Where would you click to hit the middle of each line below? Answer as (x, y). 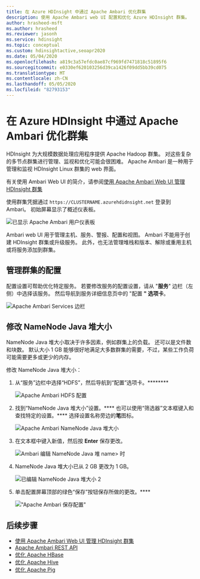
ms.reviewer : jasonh (32, 34)
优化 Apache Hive (36, 562)
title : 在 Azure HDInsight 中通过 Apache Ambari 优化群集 (76, 12)
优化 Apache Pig (35, 570)
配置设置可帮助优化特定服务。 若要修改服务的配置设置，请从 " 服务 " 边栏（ (97, 286)
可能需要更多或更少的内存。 (40, 357)
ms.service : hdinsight (34, 40)
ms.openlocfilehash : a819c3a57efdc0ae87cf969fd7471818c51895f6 (87, 62)
